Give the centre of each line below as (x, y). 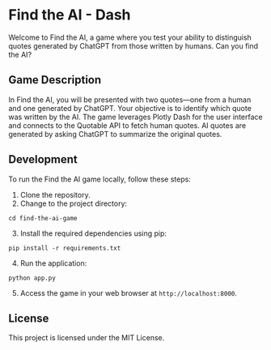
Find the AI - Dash (70, 15)
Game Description (55, 80)
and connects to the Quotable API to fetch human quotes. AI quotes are (127, 125)
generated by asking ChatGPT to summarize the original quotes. (115, 134)
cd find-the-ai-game (43, 218)
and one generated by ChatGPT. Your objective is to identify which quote (130, 108)
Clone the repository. (55, 194)
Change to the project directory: (74, 203)
